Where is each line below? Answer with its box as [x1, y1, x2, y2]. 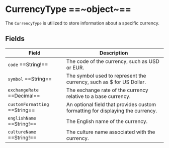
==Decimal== [8, 92, 40, 99]
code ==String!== [8, 61, 48, 68]
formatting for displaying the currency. [66, 107, 157, 114]
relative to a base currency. [66, 92, 131, 99]
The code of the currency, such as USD [66, 57, 160, 64]
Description [99, 49, 128, 56]
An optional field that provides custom [66, 101, 156, 108]
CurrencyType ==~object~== [5, 3, 132, 15]
